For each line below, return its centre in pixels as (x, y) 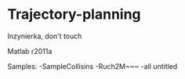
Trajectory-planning (74, 14)
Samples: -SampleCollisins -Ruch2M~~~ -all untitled (92, 66)
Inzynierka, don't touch (45, 36)
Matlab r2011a (30, 51)
